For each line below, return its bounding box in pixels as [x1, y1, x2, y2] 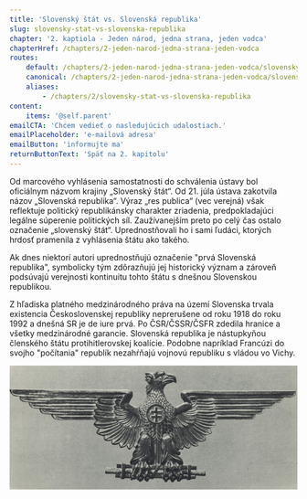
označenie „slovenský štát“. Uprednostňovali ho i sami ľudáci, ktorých [9, 224, 272, 235]
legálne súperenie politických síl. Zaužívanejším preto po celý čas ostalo [9, 215, 281, 226]
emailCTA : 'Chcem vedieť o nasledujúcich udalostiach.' [9, 121, 227, 130]
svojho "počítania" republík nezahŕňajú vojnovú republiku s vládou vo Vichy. [9, 347, 296, 358]
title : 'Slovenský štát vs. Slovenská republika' [9, 15, 203, 24]
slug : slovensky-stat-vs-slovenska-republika [9, 24, 185, 34]
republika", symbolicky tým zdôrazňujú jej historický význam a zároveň [9, 261, 277, 272]
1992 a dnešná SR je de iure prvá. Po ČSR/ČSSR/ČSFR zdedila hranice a [9, 318, 281, 329]
